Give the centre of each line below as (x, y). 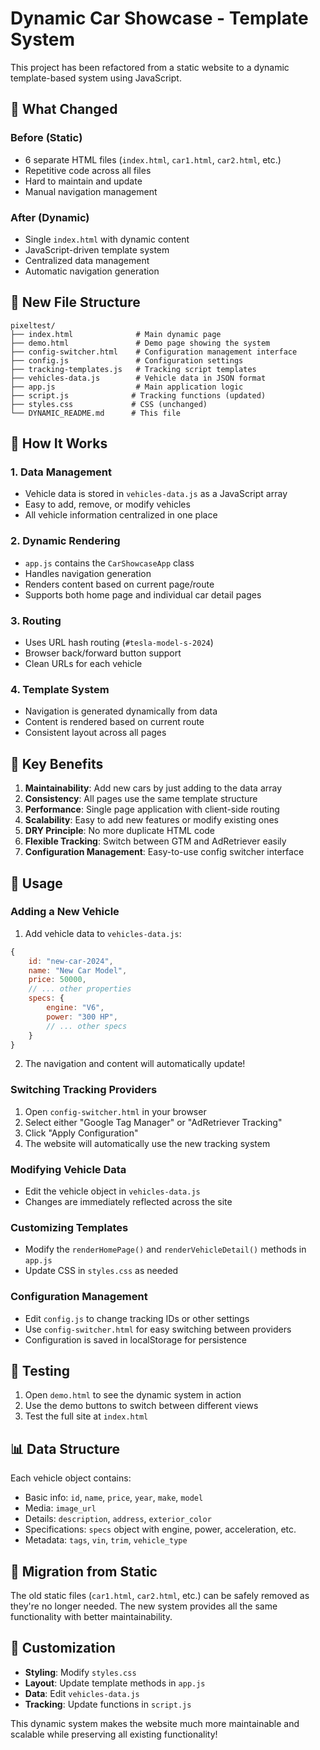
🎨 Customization (63, 1648)
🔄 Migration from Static (84, 1571)
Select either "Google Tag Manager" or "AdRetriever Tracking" (153, 1122)
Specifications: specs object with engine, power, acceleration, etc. (160, 1529)
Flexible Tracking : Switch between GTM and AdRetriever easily (155, 841)
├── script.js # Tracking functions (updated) (138, 395)
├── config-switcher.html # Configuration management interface (154, 352)
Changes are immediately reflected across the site (128, 1202)
